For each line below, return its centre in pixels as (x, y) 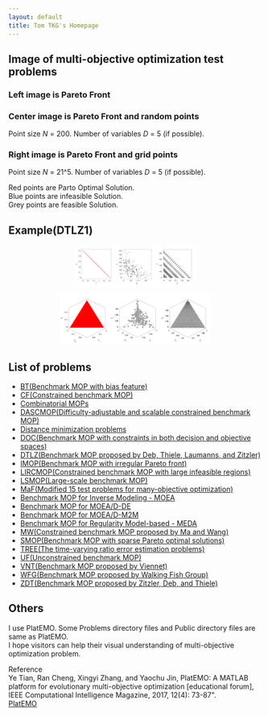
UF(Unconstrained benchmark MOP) (81, 558)
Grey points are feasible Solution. (64, 205)
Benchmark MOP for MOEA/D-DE (75, 507)
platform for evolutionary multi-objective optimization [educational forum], (132, 686)
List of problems (50, 367)
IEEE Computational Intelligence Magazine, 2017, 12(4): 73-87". (112, 695)
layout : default (35, 17)
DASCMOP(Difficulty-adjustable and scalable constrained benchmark (135, 412)
